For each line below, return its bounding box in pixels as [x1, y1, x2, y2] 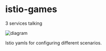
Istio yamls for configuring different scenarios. [5, 39, 102, 46]
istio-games [5, 4, 57, 15]
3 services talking [5, 20, 43, 26]
